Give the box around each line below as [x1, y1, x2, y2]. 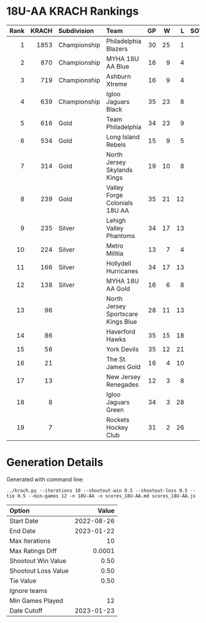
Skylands [106, 166, 133, 174]
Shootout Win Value [9, 556, 66, 565]
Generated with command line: [6, 475, 84, 483]
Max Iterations [9, 537, 51, 545]
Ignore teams [9, 586, 48, 595]
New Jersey [106, 372, 141, 381]
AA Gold [106, 284, 131, 292]
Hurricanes [106, 267, 139, 275]
